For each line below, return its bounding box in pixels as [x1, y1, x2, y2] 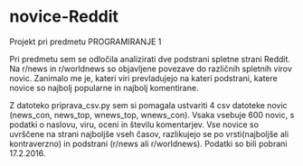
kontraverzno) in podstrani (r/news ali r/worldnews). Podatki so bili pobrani [9, 138, 288, 149]
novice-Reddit [9, 6, 119, 27]
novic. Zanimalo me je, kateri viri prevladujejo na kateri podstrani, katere [9, 72, 278, 83]
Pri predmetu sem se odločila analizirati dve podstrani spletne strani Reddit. [9, 53, 291, 64]
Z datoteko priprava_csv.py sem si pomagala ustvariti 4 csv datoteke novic [9, 99, 288, 110]
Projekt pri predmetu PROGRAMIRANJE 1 [9, 36, 162, 47]
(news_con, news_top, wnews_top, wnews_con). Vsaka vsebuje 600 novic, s [9, 109, 295, 120]
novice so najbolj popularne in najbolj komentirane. [9, 82, 199, 93]
